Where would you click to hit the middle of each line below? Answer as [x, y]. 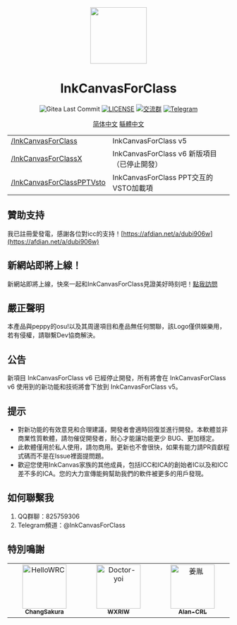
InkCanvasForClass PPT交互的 [163, 177]
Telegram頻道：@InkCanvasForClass [71, 525]
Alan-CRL [193, 612]
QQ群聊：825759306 [48, 516]
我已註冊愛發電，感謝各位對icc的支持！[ [65, 233]
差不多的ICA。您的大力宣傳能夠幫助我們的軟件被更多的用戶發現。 [113, 473]
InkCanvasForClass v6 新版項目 [165, 153]
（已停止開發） [137, 164]
